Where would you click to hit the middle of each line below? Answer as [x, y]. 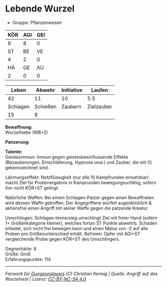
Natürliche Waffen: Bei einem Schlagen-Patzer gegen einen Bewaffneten [80, 197]
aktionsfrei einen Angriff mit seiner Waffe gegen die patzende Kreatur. [77, 208]
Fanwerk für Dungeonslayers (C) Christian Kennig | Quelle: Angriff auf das [82, 274]
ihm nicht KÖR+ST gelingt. [32, 188]
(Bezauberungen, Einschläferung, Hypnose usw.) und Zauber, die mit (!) [79, 162]
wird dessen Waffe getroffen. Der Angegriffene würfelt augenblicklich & [79, 203]
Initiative [72, 90]
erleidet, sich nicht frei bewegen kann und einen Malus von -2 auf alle [77, 228]
